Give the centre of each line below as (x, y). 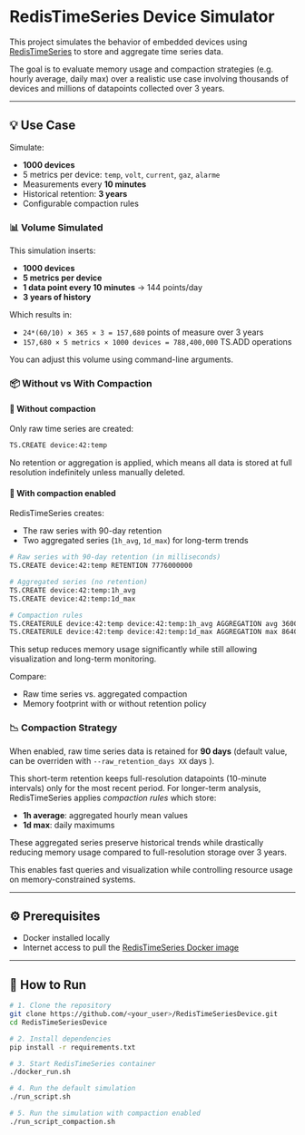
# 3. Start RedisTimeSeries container (83, 1063)
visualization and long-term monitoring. (83, 659)
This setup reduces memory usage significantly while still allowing (133, 650)
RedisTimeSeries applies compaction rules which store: (113, 797)
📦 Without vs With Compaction (81, 383)
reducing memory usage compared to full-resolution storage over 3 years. (148, 852)
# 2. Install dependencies (60, 1039)
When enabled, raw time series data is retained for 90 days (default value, (148, 751)
